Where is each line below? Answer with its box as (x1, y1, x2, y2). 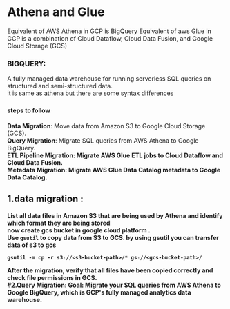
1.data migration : (7, 193, 84, 205)
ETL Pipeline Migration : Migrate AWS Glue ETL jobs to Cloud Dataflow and (7, 151, 223, 159)
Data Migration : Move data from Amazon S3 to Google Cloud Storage (7, 121, 206, 130)
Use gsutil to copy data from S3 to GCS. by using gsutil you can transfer (7, 233, 220, 241)
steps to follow (7, 106, 50, 114)
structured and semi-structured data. (7, 82, 113, 90)
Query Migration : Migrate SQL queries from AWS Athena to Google (7, 136, 199, 145)
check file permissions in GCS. (7, 273, 97, 281)
